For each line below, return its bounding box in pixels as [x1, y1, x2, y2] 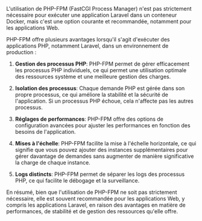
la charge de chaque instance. [14, 159, 90, 166]
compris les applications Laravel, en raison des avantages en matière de [6, 201, 186, 208]
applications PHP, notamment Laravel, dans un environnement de [6, 42, 169, 49]
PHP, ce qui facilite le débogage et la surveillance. [14, 177, 140, 184]
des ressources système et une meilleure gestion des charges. [14, 73, 171, 80]
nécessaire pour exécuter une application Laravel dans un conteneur [6, 11, 177, 19]
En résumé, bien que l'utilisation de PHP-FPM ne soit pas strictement [6, 189, 177, 196]
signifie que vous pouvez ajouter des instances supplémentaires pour [14, 147, 188, 153]
